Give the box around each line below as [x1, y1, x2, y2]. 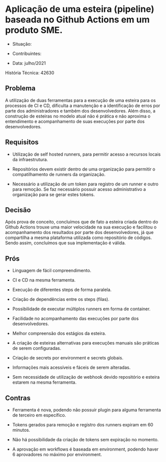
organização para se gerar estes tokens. [12, 191, 95, 197]
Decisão [5, 206, 31, 214]
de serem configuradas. [12, 346, 61, 351]
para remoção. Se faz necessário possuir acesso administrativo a [12, 186, 146, 192]
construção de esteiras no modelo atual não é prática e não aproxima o [5, 113, 151, 119]
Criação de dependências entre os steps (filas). [12, 296, 110, 302]
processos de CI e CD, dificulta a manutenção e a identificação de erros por [5, 103, 161, 109]
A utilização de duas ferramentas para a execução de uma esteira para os [5, 97, 156, 103]
